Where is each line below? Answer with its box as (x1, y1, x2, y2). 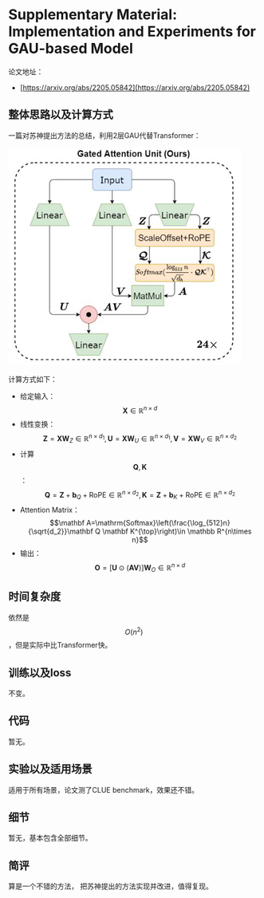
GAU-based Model (8, 40, 134, 57)
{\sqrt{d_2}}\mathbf (27, 526, 93, 536)
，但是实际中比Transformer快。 (8, 640, 112, 650)
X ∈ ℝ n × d (122, 404, 158, 416)
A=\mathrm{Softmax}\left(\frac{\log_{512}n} (86, 518, 231, 528)
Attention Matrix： (19, 505, 80, 515)
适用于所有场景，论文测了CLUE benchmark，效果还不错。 (8, 785, 199, 794)
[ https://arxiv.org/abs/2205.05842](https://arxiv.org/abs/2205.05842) (19, 82, 250, 93)
